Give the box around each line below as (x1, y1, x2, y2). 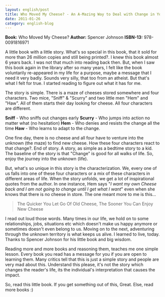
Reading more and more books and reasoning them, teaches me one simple (5, 246, 159, 252)
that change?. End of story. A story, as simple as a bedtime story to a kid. (5, 145, 153, 151)
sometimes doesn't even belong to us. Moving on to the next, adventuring (5, 226, 155, 232)
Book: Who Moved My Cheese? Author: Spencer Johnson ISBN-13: (5, 34, 143, 40)
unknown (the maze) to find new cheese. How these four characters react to (5, 140, 160, 146)
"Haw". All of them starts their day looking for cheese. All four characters (5, 100, 153, 106)
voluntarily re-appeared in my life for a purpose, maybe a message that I (5, 70, 152, 76)
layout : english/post (5, 7, 50, 12)
